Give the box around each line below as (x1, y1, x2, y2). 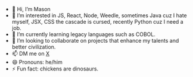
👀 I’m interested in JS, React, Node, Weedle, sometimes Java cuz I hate (11, 12, 187, 19)
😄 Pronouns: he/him (11, 59, 63, 65)
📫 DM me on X (11, 50, 50, 57)
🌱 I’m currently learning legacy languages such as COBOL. (11, 31, 156, 38)
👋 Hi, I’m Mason (11, 6, 51, 12)
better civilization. (11, 43, 56, 50)
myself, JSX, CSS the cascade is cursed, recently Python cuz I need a (11, 18, 183, 25)
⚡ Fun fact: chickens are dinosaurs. (11, 65, 99, 72)
